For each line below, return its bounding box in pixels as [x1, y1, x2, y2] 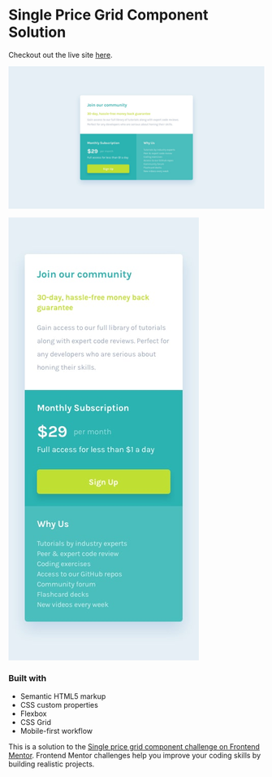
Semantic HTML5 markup [19, 691, 106, 701]
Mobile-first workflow [19, 726, 93, 735]
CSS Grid [19, 717, 51, 727]
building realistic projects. [8, 759, 95, 769]
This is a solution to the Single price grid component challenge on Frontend [8, 741, 260, 751]
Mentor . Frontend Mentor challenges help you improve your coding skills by [8, 750, 261, 760]
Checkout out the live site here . [8, 50, 113, 59]
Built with [8, 673, 47, 684]
